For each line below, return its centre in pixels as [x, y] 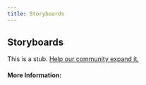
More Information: [35, 75]
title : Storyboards [36, 14]
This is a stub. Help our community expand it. [73, 59]
